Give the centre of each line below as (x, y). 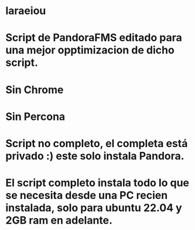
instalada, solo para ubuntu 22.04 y (94, 208)
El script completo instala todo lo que (97, 183)
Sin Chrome (35, 90)
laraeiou (26, 11)
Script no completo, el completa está (97, 143)
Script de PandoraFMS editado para (94, 38)
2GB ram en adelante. (59, 220)
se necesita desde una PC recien (87, 196)
